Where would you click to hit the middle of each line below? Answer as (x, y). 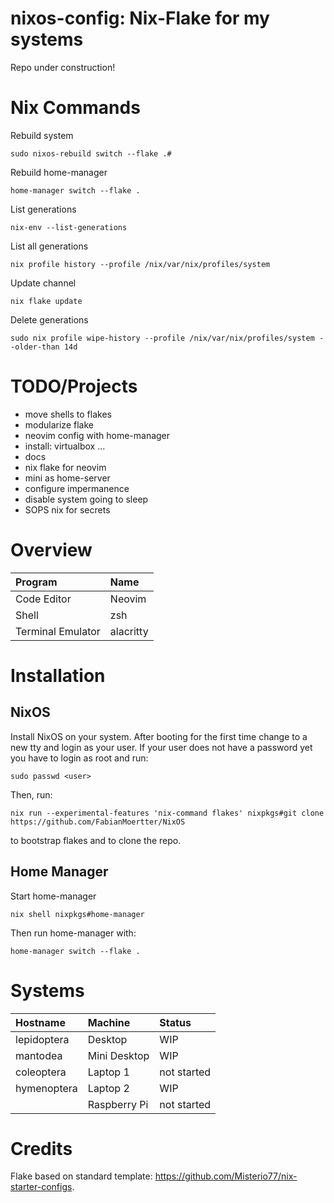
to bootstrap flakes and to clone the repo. (96, 840)
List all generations (49, 246)
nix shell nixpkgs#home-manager (77, 914)
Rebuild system (42, 135)
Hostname (40, 1022)
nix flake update (46, 301)
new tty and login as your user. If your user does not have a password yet (161, 747)
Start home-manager (53, 896)
